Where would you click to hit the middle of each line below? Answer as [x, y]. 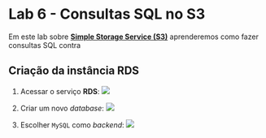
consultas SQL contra [45, 45]
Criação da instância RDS [74, 71]
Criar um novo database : [62, 108]
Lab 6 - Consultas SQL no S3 [107, 14]
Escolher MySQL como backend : [72, 125]
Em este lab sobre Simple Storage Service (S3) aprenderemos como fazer [133, 37]
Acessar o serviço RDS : [60, 91]
